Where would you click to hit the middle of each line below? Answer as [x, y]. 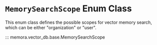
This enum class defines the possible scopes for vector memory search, [78, 22]
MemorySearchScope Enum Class [69, 9]
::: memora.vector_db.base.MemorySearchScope [55, 37]
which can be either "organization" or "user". [51, 27]
